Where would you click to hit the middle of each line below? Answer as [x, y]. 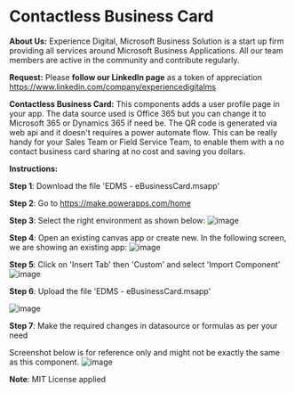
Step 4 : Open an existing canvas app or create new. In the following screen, [148, 237]
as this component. [44, 362]
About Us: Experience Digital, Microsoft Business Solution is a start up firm [147, 41]
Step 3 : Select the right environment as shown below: [108, 220]
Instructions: [34, 168]
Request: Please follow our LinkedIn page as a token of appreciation [136, 77]
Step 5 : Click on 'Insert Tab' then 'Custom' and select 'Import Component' [145, 264]
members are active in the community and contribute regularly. [124, 60]
